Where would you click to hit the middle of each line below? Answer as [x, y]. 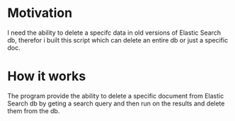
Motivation [40, 13]
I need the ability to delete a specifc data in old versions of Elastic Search [114, 33]
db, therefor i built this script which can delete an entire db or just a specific [118, 40]
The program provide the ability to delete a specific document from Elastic [116, 96]
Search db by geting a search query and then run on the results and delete [116, 103]
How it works [47, 76]
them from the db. [34, 110]
